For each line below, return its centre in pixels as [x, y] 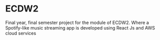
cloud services [21, 33]
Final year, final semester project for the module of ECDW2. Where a [77, 22]
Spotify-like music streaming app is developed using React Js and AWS [80, 27]
